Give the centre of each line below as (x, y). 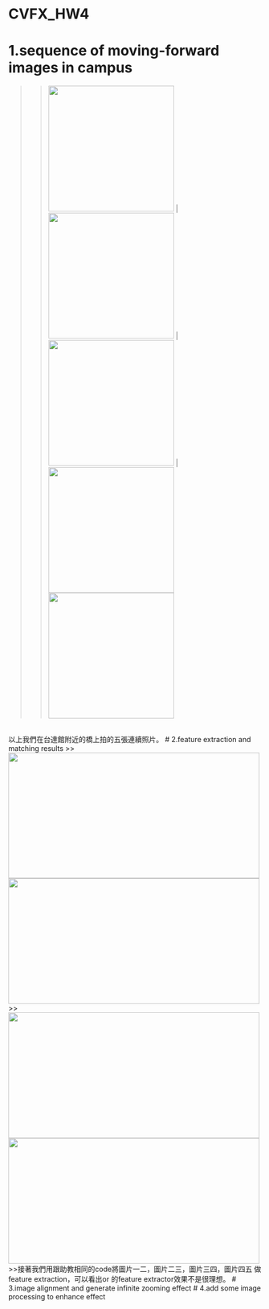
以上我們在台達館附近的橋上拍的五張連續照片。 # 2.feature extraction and (130, 740)
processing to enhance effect (57, 1297)
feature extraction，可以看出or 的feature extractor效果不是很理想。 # (122, 1279)
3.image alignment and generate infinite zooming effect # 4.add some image (134, 1288)
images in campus (71, 68)
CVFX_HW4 (49, 14)
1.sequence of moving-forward (114, 51)
